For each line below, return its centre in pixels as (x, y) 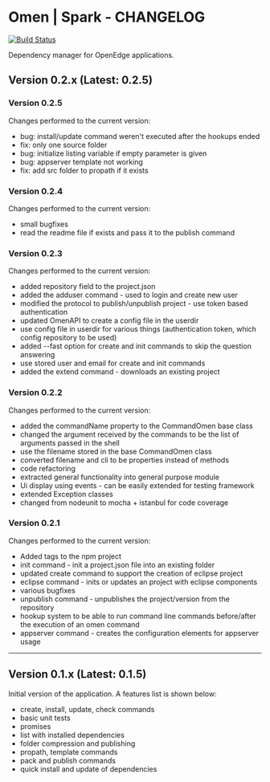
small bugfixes (44, 224)
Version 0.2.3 (35, 253)
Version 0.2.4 (36, 191)
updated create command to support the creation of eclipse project (131, 573)
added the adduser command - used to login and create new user (129, 295)
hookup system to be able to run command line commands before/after (138, 616)
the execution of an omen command (80, 624)
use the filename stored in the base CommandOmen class (116, 451)
